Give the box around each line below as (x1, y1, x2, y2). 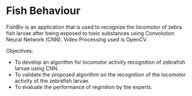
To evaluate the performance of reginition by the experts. (14, 83, 153, 90)
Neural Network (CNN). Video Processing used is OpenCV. (6, 36, 148, 43)
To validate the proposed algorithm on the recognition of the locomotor (14, 71, 186, 78)
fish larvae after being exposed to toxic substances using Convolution (6, 29, 174, 36)
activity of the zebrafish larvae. (14, 77, 90, 84)
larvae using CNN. (14, 64, 59, 71)
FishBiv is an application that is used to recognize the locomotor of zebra (6, 23, 183, 30)
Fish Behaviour (6, 4, 81, 18)
